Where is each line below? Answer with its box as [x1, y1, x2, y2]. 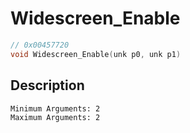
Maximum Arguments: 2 [10, 112, 101, 122]
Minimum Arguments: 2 [10, 103, 101, 114]
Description [10, 77, 85, 94]
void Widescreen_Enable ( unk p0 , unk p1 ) [10, 49, 182, 59]
